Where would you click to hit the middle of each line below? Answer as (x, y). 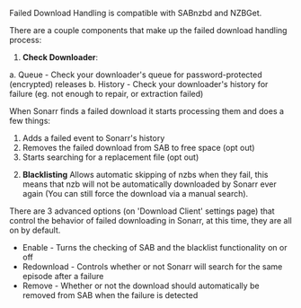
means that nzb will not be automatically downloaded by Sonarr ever (149, 184)
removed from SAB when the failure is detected (110, 295)
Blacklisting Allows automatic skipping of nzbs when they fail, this (145, 175)
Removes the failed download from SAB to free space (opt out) (138, 148)
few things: (30, 121)
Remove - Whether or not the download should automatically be (141, 286)
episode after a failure (63, 276)
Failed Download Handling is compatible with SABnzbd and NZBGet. (136, 13)
